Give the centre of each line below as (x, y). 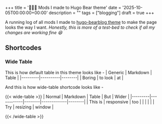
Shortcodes (23, 48)
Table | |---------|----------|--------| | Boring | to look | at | (64, 78)
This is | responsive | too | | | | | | (122, 102)
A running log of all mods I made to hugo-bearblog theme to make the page (81, 22)
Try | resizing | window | (29, 107)
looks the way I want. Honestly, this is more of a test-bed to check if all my (80, 27)
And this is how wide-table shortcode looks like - (54, 87)
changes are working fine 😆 (34, 32)
